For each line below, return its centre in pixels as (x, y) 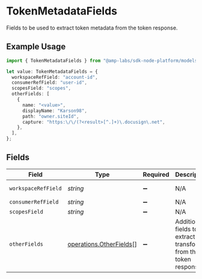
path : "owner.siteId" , (50, 116)
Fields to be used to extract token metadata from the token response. (92, 28)
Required (156, 174)
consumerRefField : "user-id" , (49, 83)
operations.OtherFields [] (102, 244)
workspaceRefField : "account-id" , (55, 77)
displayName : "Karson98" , (54, 111)
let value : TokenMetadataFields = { (52, 71)
